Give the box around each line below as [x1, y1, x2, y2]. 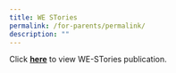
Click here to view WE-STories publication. [9, 54, 167, 65]
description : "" [9, 29, 70, 38]
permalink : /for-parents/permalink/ [9, 21, 146, 30]
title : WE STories [9, 12, 78, 22]
